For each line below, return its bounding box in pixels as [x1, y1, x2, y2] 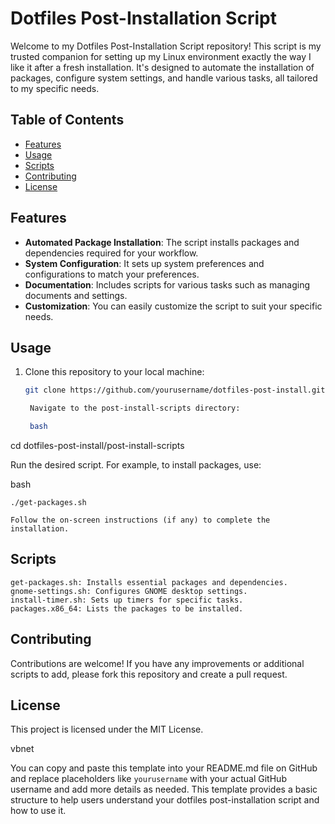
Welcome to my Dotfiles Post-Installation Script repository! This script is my [10, 40, 322, 52]
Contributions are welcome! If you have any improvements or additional [10, 657, 305, 669]
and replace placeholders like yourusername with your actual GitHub [10, 773, 287, 785]
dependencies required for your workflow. [24, 247, 199, 259]
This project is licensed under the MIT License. [10, 723, 204, 736]
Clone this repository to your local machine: [24, 366, 205, 378]
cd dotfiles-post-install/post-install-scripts [10, 440, 185, 451]
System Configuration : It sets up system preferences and [24, 257, 265, 269]
